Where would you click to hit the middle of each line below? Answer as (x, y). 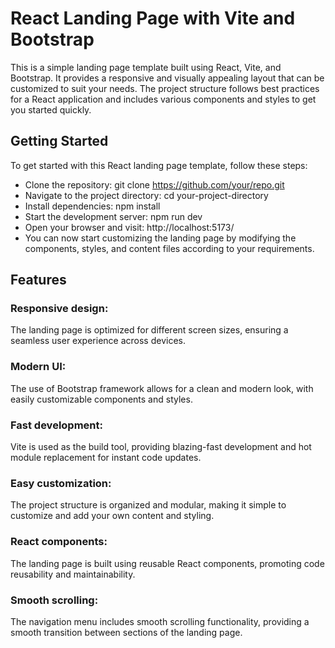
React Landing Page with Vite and (153, 18)
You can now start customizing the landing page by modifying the (160, 238)
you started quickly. (51, 109)
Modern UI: (38, 367)
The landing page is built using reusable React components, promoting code (167, 563)
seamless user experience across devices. (98, 341)
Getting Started (59, 141)
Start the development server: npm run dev (113, 216)
